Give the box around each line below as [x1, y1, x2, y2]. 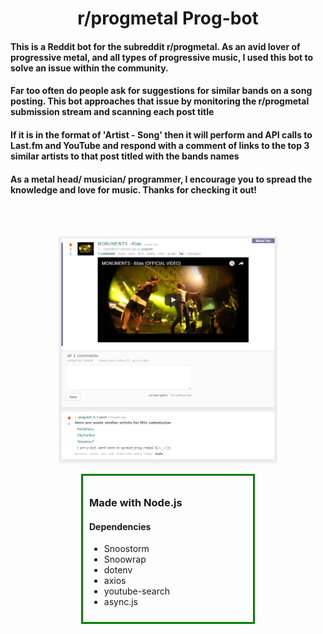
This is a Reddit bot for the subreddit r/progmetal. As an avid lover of [10, 40, 301, 52]
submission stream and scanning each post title [10, 106, 215, 118]
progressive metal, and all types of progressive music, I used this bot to [10, 51, 314, 63]
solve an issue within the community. [10, 62, 169, 74]
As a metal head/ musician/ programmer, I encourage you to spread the [10, 173, 313, 185]
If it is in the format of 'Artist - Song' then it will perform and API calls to [10, 128, 313, 141]
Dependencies [89, 520, 152, 532]
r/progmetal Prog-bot [77, 7, 259, 30]
